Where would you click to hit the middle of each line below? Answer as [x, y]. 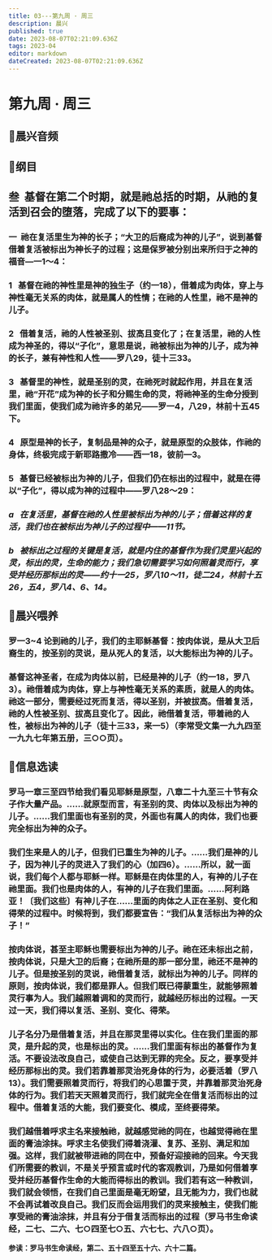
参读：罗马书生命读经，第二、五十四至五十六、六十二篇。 [104, 1248]
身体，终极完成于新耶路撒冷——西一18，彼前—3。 [107, 454]
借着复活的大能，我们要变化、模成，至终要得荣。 [129, 1107]
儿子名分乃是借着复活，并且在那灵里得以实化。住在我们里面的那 [133, 1034]
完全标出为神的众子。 [50, 828]
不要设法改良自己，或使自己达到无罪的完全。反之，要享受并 [141, 1058]
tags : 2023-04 [32, 46]
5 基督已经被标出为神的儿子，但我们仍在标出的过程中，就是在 [130, 478]
